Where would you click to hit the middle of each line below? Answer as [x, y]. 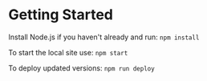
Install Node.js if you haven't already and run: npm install [104, 37]
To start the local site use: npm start [68, 52]
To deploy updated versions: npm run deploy [81, 68]
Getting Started [61, 15]
